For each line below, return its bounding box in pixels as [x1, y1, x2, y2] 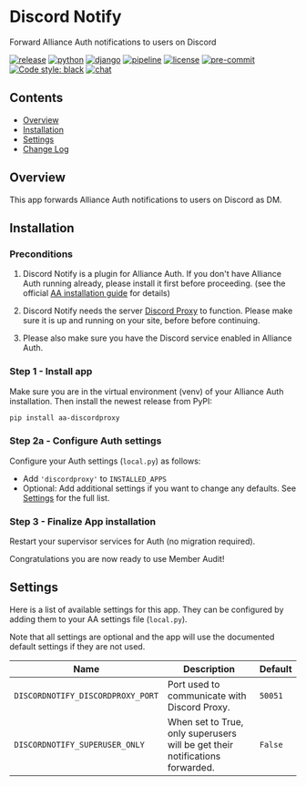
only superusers [167, 727, 237, 740]
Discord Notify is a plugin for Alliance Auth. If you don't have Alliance [22, 269, 282, 280]
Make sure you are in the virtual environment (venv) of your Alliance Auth [9, 385, 284, 397]
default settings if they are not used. [9, 640, 146, 652]
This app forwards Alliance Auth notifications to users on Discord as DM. [9, 194, 282, 205]
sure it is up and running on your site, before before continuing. [22, 315, 260, 326]
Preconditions [9, 248, 74, 260]
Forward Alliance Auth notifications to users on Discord [9, 36, 217, 47]
